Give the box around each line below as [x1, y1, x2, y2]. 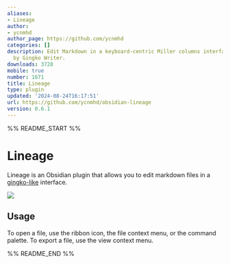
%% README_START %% [7, 124, 81, 132]
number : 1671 [7, 73, 44, 81]
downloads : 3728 [7, 61, 53, 68]
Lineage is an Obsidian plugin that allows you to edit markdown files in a [7, 170, 211, 179]
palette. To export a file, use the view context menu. [7, 236, 154, 244]
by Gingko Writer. [13, 55, 66, 62]
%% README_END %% [7, 249, 75, 257]
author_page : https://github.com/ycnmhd [7, 36, 125, 42]
